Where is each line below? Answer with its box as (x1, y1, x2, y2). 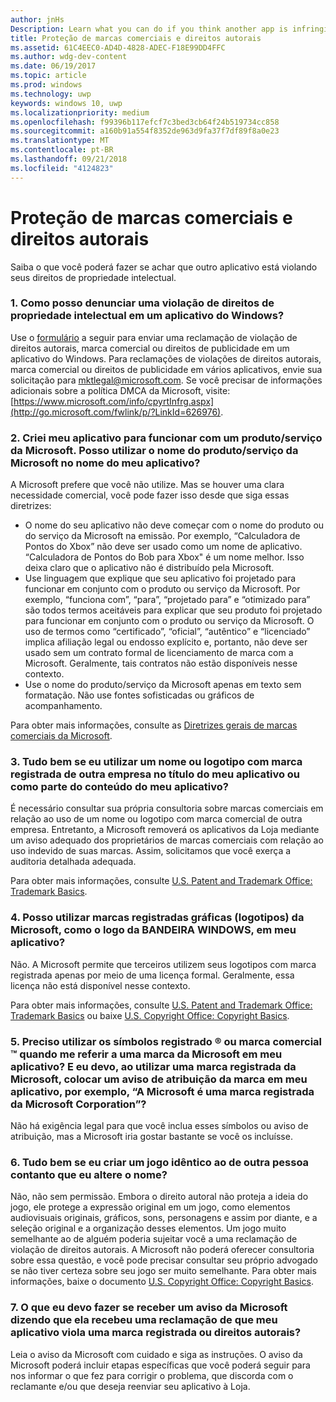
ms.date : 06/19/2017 (10, 61, 97, 71)
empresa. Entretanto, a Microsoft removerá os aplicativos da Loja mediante (10, 824, 320, 836)
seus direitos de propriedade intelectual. (10, 271, 177, 283)
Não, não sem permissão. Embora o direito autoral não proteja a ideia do (10, 1191, 309, 1203)
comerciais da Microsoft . (10, 730, 113, 742)
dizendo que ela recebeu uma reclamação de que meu (10, 1313, 278, 1327)
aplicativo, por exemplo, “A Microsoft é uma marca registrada (10, 1084, 315, 1098)
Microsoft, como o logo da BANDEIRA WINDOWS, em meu (10, 923, 297, 937)
